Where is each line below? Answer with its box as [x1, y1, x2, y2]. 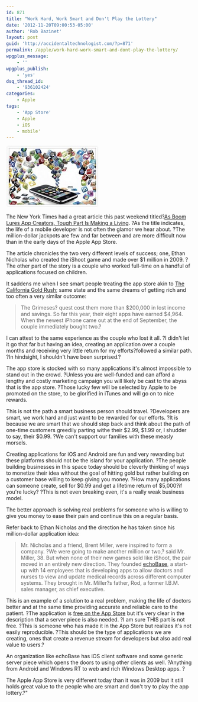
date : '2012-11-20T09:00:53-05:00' [6, 22, 94, 28]
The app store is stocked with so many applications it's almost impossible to [6, 365, 191, 372]
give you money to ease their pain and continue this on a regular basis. [6, 513, 178, 520]
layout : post [6, 34, 38, 41]
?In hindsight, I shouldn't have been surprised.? [6, 353, 121, 360]
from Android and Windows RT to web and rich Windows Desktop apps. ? [6, 665, 185, 672]
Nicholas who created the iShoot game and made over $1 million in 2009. [6, 256, 184, 263]
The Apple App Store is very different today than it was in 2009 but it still [6, 677, 183, 684]
